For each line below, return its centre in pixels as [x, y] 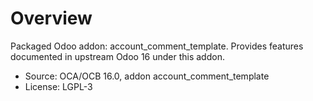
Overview [51, 18]
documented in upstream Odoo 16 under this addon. [117, 56]
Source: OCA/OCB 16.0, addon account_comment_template [147, 76]
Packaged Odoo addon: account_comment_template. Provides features [157, 46]
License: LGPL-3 [58, 86]
